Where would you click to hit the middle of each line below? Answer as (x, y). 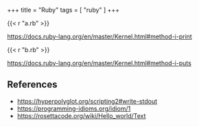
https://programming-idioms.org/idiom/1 (74, 108)
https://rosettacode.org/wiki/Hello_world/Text (81, 115)
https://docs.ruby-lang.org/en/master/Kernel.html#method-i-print (99, 36)
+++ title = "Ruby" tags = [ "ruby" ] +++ (63, 10)
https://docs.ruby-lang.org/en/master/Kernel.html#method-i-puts (99, 63)
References (32, 85)
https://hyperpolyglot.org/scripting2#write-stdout (87, 101)
